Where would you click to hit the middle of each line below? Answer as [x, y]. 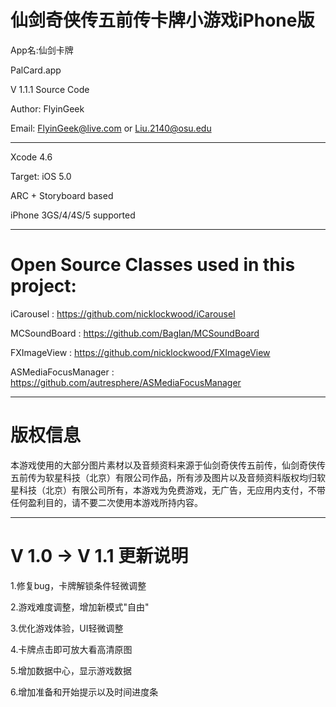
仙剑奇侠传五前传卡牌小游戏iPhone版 [162, 20]
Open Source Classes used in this [153, 265]
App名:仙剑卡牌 [42, 50]
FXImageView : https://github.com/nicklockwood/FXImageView [140, 352]
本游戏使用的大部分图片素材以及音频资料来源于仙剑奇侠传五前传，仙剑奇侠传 [168, 465]
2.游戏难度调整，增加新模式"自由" [80, 607]
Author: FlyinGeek [47, 108]
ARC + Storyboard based [62, 195]
